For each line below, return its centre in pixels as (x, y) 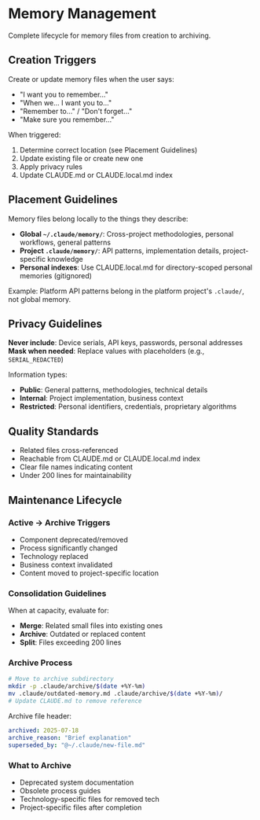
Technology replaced (54, 556)
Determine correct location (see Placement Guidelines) (108, 149)
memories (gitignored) (56, 275)
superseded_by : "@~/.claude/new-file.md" (77, 745)
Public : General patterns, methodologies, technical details (114, 390)
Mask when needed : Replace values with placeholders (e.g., (106, 351)
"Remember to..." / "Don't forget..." (76, 111)
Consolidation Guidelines (57, 593)
